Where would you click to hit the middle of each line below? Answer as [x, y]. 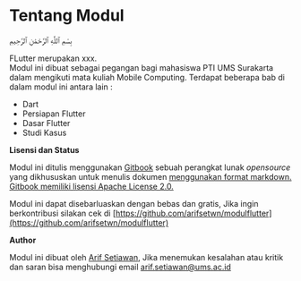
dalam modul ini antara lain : [61, 87]
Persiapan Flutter [54, 114]
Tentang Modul [67, 16]
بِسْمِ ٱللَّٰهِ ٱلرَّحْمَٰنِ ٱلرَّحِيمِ [41, 40]
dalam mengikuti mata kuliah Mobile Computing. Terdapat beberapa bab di [147, 77]
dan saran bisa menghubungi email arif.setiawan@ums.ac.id [120, 267]
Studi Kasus [44, 132]
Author [23, 240]
